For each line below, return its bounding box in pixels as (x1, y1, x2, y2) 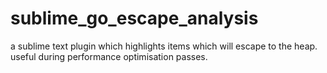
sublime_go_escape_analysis (10, 7, 259, 30)
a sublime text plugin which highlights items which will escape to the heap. (10, 40, 318, 52)
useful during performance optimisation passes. (10, 50, 208, 62)
